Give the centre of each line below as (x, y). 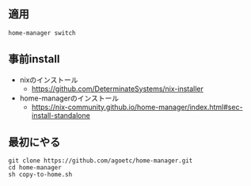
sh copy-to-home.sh (40, 175)
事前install (34, 59)
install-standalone (61, 115)
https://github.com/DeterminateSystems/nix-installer (118, 89)
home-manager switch (42, 33)
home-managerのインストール (69, 98)
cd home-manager (35, 168)
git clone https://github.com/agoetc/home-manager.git (101, 161)
